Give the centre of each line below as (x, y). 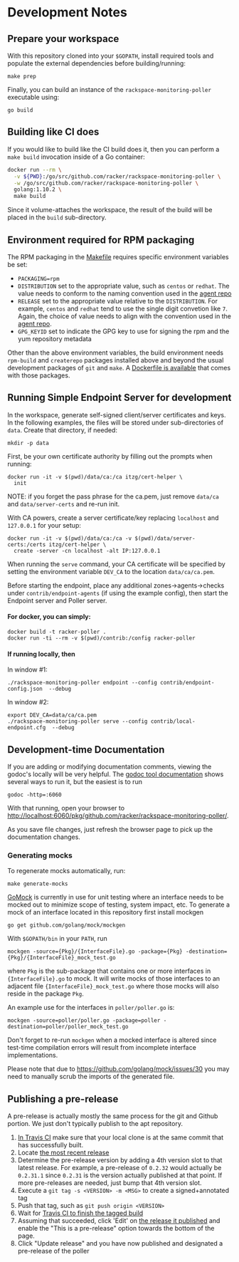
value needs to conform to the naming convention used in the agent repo (124, 293)
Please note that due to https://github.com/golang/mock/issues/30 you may (118, 1069)
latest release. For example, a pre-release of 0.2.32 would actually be (119, 1168)
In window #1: (27, 669)
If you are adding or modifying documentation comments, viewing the (110, 767)
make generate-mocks (38, 884)
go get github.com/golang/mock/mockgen (67, 925)
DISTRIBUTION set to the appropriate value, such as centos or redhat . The (123, 286)
